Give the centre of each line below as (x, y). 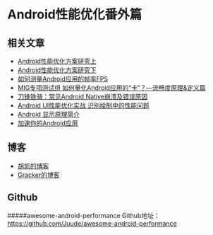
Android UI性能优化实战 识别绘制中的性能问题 (83, 105)
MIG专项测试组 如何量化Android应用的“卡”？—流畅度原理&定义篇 (111, 88)
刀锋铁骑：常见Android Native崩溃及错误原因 (83, 97)
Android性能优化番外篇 (75, 15)
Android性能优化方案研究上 (57, 61)
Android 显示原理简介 (48, 114)
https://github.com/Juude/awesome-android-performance (92, 223)
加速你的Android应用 (48, 123)
